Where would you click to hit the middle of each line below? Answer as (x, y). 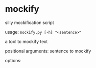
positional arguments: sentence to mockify (48, 51)
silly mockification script (30, 23)
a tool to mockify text (26, 41)
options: (13, 60)
